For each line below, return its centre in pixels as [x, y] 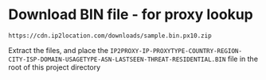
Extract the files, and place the [59, 50]
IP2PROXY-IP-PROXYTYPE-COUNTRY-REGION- [176, 51]
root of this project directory [55, 67]
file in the [243, 59]
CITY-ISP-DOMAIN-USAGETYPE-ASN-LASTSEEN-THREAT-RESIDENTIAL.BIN [117, 59]
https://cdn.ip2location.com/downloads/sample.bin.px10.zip [110, 36]
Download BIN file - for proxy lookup [131, 15]
